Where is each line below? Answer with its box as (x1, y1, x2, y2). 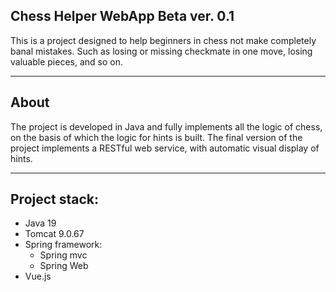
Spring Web (39, 260, 89, 272)
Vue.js (24, 270, 52, 283)
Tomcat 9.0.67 (24, 228, 85, 240)
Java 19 (24, 217, 57, 229)
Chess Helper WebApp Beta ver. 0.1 (10, 8, 235, 25)
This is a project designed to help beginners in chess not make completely (10, 34, 317, 46)
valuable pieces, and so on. (10, 55, 123, 68)
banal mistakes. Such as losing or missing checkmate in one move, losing (10, 45, 313, 57)
